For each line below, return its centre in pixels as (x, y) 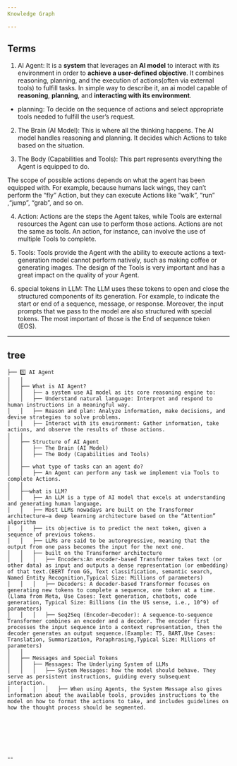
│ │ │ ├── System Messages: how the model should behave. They (112, 671)
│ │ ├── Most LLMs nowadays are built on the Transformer (101, 510)
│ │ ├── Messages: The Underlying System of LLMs (88, 664)
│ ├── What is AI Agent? (47, 387)
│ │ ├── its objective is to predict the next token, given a (107, 529)
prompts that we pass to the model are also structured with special (115, 311)
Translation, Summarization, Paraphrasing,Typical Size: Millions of (112, 640)
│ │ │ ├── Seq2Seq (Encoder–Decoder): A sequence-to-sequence (110, 615)
